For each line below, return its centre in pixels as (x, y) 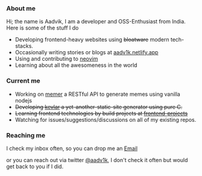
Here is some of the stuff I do (43, 28)
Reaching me (26, 135)
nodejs (23, 100)
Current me (23, 81)
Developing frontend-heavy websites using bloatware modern (92, 40)
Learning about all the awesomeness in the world (76, 65)
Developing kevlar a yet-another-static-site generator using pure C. (99, 107)
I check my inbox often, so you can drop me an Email (72, 148)
